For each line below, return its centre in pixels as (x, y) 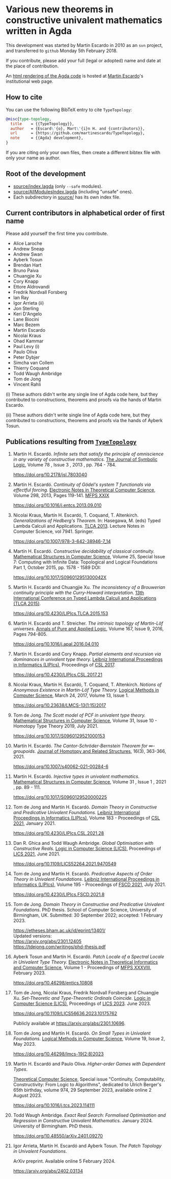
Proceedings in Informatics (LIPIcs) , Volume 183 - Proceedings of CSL (87, 818)
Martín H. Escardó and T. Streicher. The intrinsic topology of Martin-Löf (88, 623)
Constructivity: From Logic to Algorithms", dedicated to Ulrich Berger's (87, 1085)
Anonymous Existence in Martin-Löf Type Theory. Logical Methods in (86, 690)
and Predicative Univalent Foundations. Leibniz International (77, 813)
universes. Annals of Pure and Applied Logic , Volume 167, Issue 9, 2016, (88, 629)
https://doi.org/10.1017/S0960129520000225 (60, 797)
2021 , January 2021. (34, 823)
